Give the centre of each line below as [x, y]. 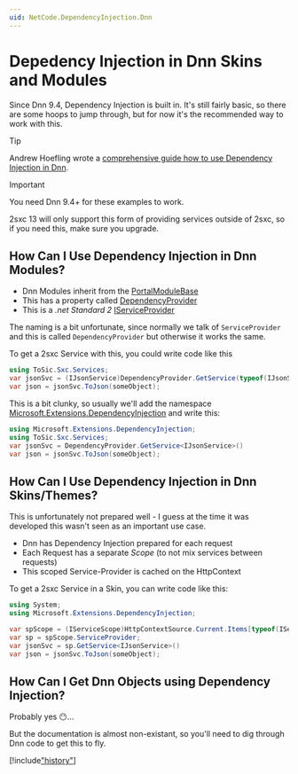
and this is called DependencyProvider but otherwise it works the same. [137, 337]
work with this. [36, 123]
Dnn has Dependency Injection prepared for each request [127, 543]
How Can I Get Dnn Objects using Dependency [140, 681]
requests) [39, 562]
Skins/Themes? [54, 495]
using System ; [35, 605]
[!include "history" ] [43, 761]
